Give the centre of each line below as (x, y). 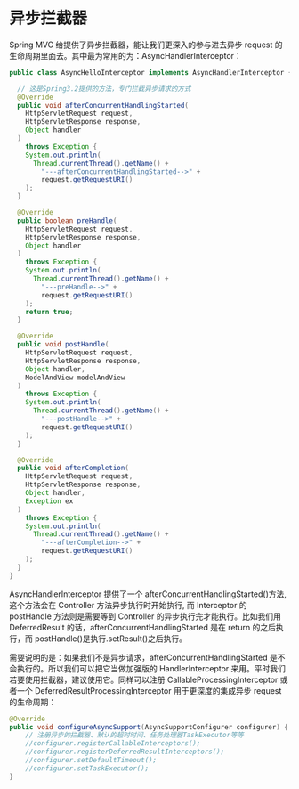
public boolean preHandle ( (67, 220)
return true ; (49, 312)
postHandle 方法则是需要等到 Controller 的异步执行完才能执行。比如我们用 (145, 616)
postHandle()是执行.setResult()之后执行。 (110, 639)
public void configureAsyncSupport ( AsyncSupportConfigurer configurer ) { (149, 727)
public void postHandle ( (63, 345)
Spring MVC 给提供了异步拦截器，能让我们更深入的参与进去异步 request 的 (146, 45)
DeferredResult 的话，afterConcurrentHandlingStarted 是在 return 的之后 (142, 627)
